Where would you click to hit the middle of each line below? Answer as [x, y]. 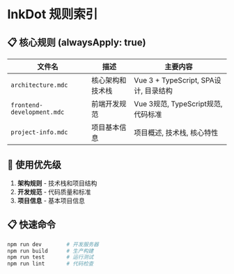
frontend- [27, 105]
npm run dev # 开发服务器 [53, 244]
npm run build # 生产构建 [50, 251]
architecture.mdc [39, 85]
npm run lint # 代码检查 [50, 264]
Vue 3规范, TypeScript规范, [178, 104]
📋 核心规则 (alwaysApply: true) [77, 42]
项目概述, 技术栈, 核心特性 [176, 132]
